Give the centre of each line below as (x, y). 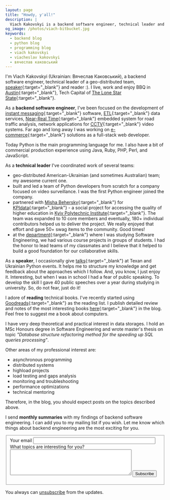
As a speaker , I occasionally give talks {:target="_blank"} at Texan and (78, 261)
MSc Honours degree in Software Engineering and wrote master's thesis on (84, 329)
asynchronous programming (42, 360)
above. (12, 407)
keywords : (16, 34)
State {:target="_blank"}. (30, 98)
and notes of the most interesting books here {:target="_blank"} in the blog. (84, 309)
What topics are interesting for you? (47, 447)
